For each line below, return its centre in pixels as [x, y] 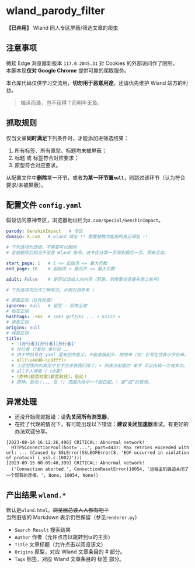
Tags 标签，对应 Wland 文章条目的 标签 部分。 [69, 559]
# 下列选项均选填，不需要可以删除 [41, 247]
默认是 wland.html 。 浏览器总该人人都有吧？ [58, 510]
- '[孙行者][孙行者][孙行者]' [44, 344]
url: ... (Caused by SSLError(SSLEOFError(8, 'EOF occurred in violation [98, 453]
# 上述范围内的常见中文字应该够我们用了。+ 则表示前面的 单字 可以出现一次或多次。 [100, 366]
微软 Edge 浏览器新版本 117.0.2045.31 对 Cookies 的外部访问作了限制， [92, 63]
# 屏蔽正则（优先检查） [31, 300]
